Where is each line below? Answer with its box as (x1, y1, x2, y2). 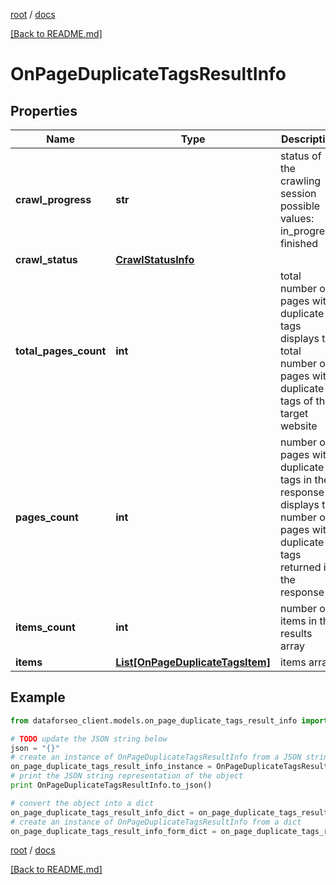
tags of (279, 394, 314, 408)
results (279, 627, 313, 640)
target (279, 407, 309, 420)
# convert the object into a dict (10, 798, 155, 808)
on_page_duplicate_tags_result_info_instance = (10, 762, 213, 772)
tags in (279, 473, 313, 486)
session (279, 187, 317, 200)
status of (279, 149, 322, 163)
